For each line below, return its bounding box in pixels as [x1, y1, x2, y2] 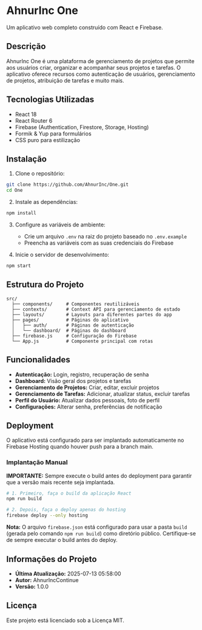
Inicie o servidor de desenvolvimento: [15, 251, 109, 258]
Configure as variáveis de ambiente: [15, 221, 106, 228]
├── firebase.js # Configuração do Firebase [12, 333, 137, 339]
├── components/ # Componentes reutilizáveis [12, 301, 140, 307]
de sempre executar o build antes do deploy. [6, 537, 118, 544]
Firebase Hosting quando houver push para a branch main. [6, 443, 153, 450]
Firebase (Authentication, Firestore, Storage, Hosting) [15, 123, 149, 130]
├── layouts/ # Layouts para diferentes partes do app [12, 311, 172, 317]
